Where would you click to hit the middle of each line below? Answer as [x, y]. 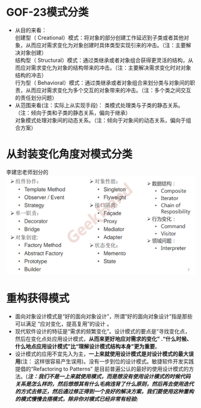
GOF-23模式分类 [47, 12]
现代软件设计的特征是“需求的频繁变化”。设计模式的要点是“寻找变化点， [103, 331]
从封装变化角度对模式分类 [70, 154]
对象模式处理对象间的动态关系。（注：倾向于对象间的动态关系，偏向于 [100, 120]
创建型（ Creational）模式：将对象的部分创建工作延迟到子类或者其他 [99, 37]
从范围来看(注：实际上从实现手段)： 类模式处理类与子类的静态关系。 [99, 105]
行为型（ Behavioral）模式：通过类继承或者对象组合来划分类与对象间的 [102, 82]
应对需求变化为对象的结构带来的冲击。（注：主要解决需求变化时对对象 [106, 67]
